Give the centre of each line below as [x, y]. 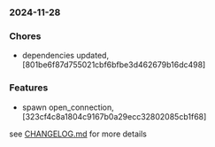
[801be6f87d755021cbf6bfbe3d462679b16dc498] [114, 65]
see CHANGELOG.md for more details [78, 134]
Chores [25, 35]
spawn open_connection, [68, 107]
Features [29, 88]
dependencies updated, [65, 56]
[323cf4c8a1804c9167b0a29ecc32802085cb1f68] [114, 116]
